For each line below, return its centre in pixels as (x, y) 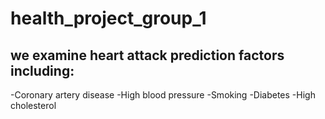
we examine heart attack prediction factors (147, 55)
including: (42, 70)
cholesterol (33, 105)
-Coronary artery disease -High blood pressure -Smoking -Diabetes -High (163, 95)
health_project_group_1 (108, 18)
